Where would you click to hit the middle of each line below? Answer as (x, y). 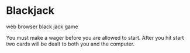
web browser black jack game (42, 26)
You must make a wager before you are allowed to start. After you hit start (95, 37)
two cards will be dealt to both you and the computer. (70, 44)
